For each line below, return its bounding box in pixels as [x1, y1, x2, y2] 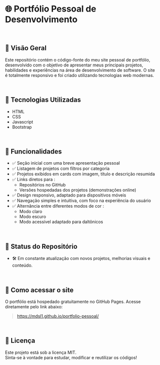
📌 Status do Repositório [5, 242, 78, 250]
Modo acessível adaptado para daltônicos [19, 219, 103, 225]
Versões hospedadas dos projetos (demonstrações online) [19, 187, 137, 193]
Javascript [12, 119, 33, 124]
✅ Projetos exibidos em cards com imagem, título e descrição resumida [12, 171, 155, 177]
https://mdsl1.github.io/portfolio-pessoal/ [16, 313, 99, 319]
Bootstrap [12, 124, 32, 130]
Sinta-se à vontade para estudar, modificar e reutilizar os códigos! [5, 354, 137, 360]
